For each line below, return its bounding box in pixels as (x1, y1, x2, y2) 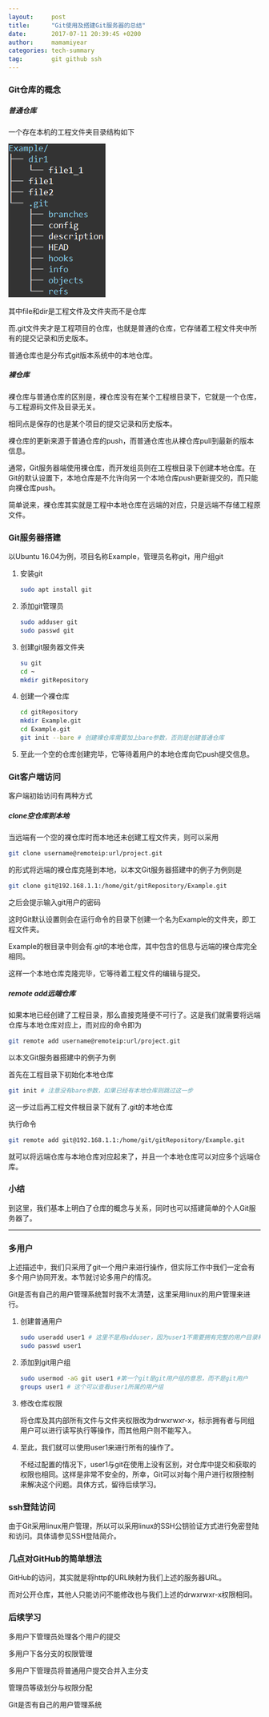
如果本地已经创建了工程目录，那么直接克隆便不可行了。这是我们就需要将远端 (8, 1010, 261, 1019)
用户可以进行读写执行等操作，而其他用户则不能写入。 (19, 1425, 196, 1435)
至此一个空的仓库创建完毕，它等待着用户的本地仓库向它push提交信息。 (19, 749, 255, 758)
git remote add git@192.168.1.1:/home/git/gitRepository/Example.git (8, 1136, 246, 1144)
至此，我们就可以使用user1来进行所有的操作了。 (19, 1442, 179, 1452)
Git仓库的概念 (8, 84, 62, 95)
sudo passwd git (19, 626, 74, 634)
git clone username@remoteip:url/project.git (8, 850, 163, 858)
